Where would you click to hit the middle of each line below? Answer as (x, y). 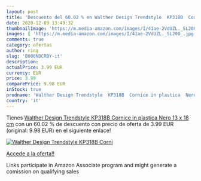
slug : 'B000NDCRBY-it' (34, 56)
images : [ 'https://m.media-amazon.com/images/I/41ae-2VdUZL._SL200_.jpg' (101, 34)
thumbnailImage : (26, 28)
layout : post (22, 12)
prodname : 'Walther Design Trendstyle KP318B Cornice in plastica (93, 95)
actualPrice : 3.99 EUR (34, 67)
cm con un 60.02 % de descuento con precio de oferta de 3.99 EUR (90, 124)
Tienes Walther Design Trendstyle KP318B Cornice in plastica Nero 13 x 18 (98, 118)
